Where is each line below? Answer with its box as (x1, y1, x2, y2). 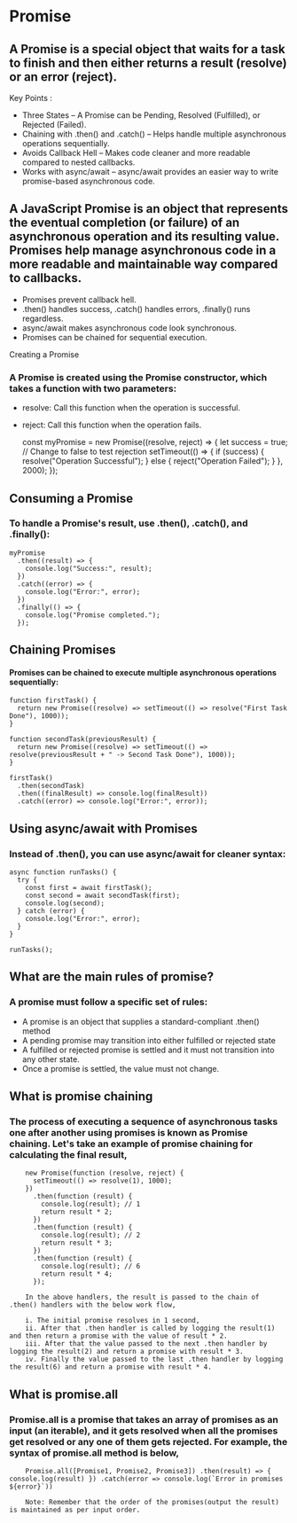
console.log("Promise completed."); (25, 610, 161, 620)
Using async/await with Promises (9, 821, 198, 836)
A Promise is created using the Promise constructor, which (9, 371, 268, 383)
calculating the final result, (9, 1149, 128, 1161)
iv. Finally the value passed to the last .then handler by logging (25, 1355, 284, 1364)
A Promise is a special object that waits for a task (9, 42, 285, 57)
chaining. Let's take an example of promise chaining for (9, 1137, 254, 1150)
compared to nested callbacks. (21, 157, 136, 168)
